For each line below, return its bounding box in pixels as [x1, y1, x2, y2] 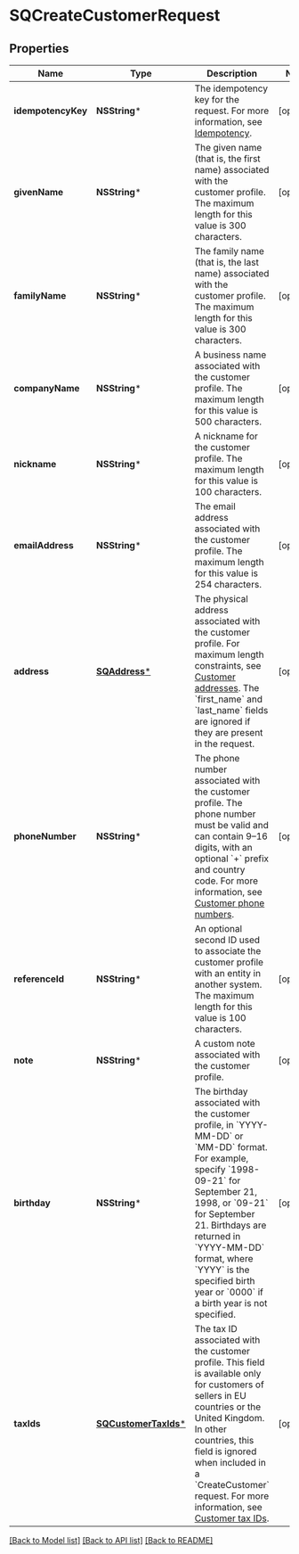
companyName [13, 382, 80, 394]
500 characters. [194, 415, 263, 428]
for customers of [194, 1378, 264, 1391]
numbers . [194, 909, 234, 920]
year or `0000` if [194, 1286, 264, 1298]
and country [194, 864, 246, 876]
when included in [194, 1457, 267, 1468]
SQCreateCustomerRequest [9, 5, 221, 26]
